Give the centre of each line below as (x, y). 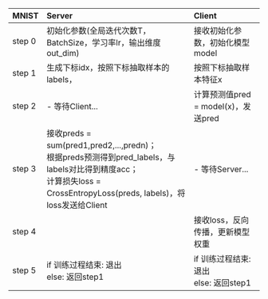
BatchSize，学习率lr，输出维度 (104, 43)
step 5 (24, 270)
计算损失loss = (74, 181)
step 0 (24, 41)
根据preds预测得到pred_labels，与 (111, 157)
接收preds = (69, 133)
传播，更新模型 (221, 232)
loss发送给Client (77, 205)
